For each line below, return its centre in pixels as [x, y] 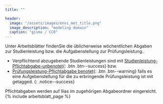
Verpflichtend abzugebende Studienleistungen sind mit [68, 61]
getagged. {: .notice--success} [43, 82]
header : [13, 18]
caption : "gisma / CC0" [34, 32]
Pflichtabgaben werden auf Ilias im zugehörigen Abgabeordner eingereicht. [81, 91]
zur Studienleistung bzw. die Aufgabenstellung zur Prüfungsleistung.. [75, 52]
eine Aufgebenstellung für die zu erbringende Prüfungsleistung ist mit [82, 77]
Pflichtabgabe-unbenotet [37, 66]
